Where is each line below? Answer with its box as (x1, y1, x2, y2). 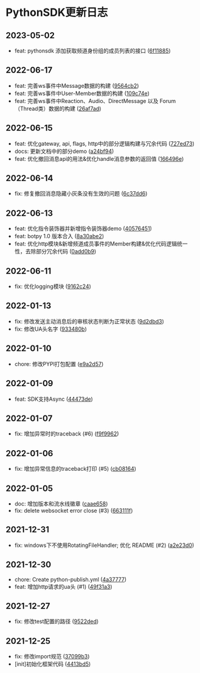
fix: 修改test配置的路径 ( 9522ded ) (14, 618, 99, 625)
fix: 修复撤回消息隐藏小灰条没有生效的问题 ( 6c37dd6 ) (14, 190, 148, 197)
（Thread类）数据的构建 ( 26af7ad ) (14, 105, 102, 112)
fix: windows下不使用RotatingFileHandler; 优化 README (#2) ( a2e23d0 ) (14, 541, 195, 549)
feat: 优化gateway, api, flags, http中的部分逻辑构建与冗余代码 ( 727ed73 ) (14, 139, 195, 147)
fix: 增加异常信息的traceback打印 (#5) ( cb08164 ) (14, 465, 137, 473)
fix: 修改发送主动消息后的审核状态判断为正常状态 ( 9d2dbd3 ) (14, 317, 165, 325)
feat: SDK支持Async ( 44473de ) (14, 395, 94, 403)
